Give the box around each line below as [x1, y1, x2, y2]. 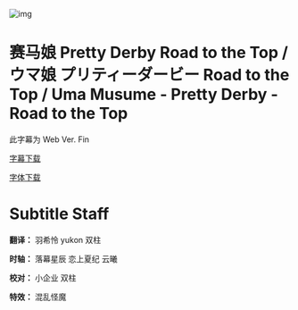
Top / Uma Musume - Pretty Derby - [9, 85, 278, 105]
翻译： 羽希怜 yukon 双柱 [9, 234, 101, 245]
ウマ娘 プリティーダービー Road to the [9, 65, 290, 85]
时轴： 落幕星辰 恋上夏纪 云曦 [9, 253, 118, 264]
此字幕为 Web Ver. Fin [9, 134, 90, 145]
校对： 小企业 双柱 [9, 272, 77, 283]
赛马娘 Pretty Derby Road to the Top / [9, 43, 288, 63]
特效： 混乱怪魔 [9, 291, 67, 302]
